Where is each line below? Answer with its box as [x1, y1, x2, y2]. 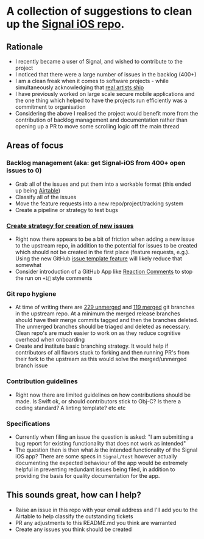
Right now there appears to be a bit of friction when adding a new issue [15, 235, 195, 243]
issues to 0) [6, 166, 42, 175]
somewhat [15, 261, 41, 268]
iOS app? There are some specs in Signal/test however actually [15, 452, 178, 460]
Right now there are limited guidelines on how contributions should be [15, 391, 191, 398]
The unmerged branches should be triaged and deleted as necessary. [15, 323, 191, 331]
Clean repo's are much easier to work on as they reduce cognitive [15, 329, 181, 337]
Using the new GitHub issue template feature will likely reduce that [15, 255, 183, 262]
